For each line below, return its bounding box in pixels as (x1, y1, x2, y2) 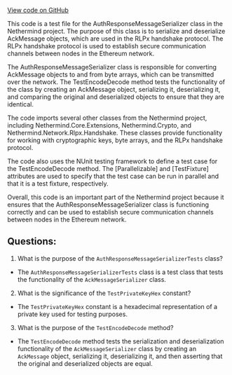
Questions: (7, 236, 57, 247)
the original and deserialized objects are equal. (17, 359, 153, 367)
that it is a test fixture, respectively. (7, 179, 109, 188)
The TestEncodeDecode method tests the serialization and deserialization (17, 336, 224, 346)
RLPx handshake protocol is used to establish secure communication (7, 42, 207, 50)
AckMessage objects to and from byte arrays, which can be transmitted (7, 70, 214, 79)
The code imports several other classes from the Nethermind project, (7, 114, 207, 122)
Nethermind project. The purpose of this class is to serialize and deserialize (7, 27, 226, 35)
